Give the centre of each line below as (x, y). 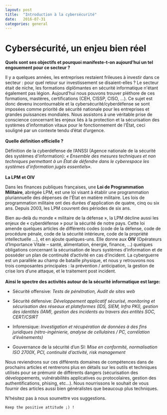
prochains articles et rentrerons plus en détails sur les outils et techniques (81, 367)
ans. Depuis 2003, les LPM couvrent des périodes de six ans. (68, 208)
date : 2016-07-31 (25, 19)
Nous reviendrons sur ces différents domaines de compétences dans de (79, 362)
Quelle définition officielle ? (34, 141)
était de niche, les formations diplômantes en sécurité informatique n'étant (82, 88)
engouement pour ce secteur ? (38, 67)
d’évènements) (28, 337)
